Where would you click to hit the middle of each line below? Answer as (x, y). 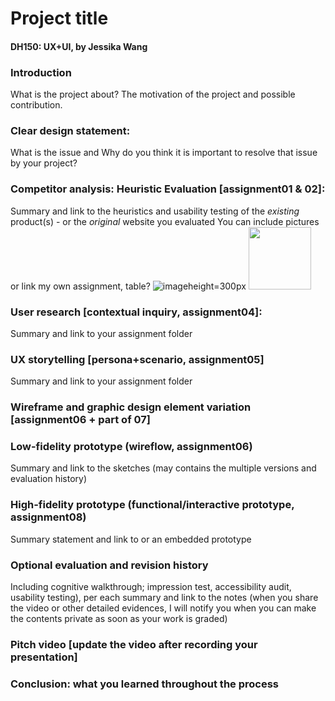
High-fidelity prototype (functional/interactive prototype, (152, 505)
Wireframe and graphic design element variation (131, 407)
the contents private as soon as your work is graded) (119, 619)
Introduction (41, 72)
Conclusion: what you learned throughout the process (144, 684)
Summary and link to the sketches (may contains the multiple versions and (163, 468)
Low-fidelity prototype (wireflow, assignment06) (131, 447)
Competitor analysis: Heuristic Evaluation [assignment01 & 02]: (168, 189)
